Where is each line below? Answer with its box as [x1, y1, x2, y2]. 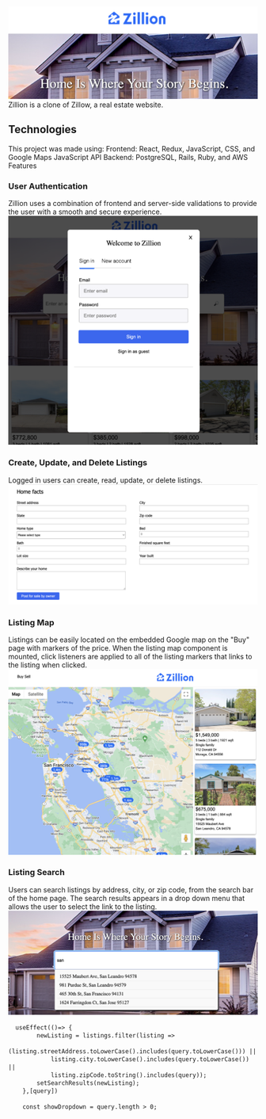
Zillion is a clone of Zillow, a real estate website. [8, 100, 164, 109]
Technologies [8, 123, 78, 136]
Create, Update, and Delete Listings [8, 457, 148, 468]
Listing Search [8, 867, 65, 878]
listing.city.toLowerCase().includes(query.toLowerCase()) [50, 1055, 249, 1064]
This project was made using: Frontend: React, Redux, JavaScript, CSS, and [8, 143, 256, 153]
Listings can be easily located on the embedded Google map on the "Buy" [8, 635, 250, 644]
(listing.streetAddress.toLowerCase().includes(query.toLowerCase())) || [8, 1047, 257, 1056]
